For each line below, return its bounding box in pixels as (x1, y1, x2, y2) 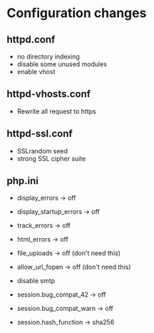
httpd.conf (6, 34, 56, 46)
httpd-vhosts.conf (6, 88, 91, 101)
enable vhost (16, 68, 56, 76)
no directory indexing (16, 52, 80, 61)
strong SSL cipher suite (16, 154, 86, 163)
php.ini (6, 175, 39, 187)
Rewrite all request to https (16, 107, 97, 116)
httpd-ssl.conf (6, 128, 73, 140)
